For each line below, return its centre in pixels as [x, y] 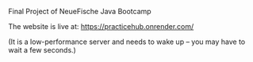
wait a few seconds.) [42, 50]
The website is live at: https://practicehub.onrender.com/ [101, 26]
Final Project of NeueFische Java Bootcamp [80, 11]
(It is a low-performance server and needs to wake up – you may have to [127, 42]
